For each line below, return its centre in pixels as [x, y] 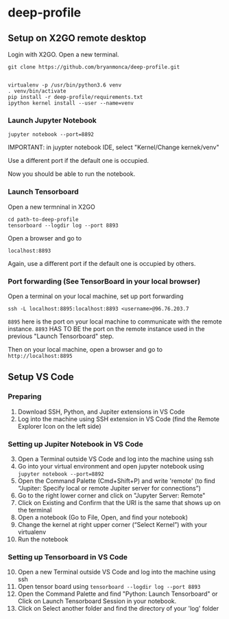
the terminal [35, 510]
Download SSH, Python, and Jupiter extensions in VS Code [101, 412]
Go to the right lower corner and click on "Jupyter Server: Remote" [111, 495]
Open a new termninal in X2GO [51, 207]
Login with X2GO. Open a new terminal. [63, 54]
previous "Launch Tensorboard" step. [61, 336]
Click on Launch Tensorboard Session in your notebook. [97, 601]
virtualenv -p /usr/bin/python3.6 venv [65, 85]
